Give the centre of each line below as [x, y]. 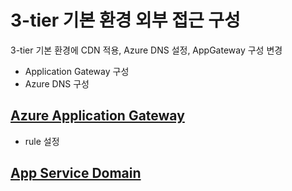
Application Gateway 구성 [77, 71]
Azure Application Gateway [97, 116]
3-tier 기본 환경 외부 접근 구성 [125, 20]
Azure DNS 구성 [57, 83]
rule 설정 [42, 141]
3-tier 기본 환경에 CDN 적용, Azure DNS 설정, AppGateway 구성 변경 [146, 50]
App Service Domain [76, 173]
